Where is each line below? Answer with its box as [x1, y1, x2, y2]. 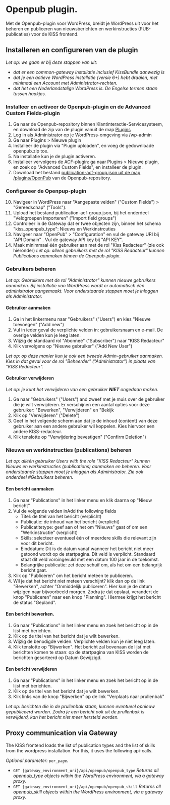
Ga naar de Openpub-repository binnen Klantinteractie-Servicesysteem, [13, 121, 163, 127]
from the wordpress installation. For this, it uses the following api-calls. [6, 747, 153, 753]
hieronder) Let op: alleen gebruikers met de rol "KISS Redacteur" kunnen [13, 247, 164, 254]
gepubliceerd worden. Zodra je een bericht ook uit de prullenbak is [6, 708, 145, 715]
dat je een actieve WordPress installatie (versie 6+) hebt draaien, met [13, 74, 158, 81]
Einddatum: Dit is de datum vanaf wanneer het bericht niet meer [20, 546, 154, 552]
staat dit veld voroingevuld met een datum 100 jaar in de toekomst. [20, 556, 159, 562]
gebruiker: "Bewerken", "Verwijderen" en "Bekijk [13, 407, 114, 413]
